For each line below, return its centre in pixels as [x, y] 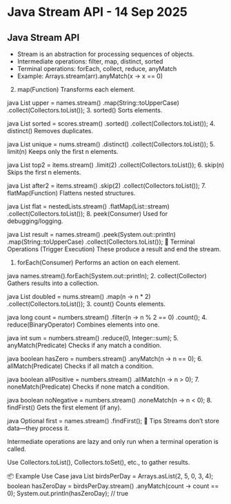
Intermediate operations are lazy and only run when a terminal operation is [113, 442]
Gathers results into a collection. [53, 283]
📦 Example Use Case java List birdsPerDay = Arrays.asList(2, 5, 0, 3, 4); [110, 476]
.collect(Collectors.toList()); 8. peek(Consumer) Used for [87, 214]
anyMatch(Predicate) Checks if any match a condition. [84, 345]
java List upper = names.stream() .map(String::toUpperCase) [93, 103]
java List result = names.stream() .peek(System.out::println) [91, 234]
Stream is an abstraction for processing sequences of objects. [106, 54]
